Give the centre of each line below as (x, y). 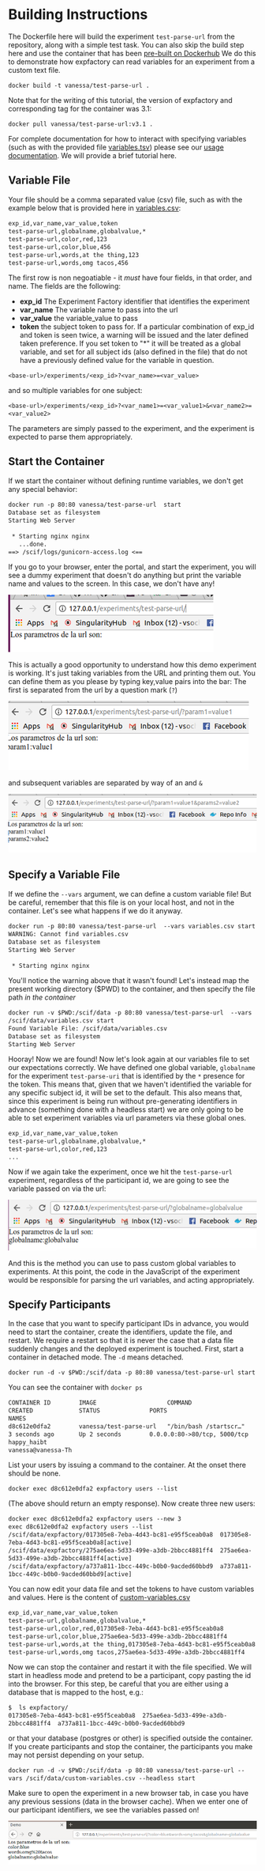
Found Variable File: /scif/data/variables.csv (88, 1028)
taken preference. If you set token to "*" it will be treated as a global (130, 343)
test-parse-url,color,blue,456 (60, 247)
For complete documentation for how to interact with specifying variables (127, 138)
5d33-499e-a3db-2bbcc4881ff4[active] (70, 1559)
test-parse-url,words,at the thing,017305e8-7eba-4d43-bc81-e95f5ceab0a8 (132, 1645)
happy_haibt (28, 1442)
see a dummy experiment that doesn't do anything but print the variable (125, 575)
